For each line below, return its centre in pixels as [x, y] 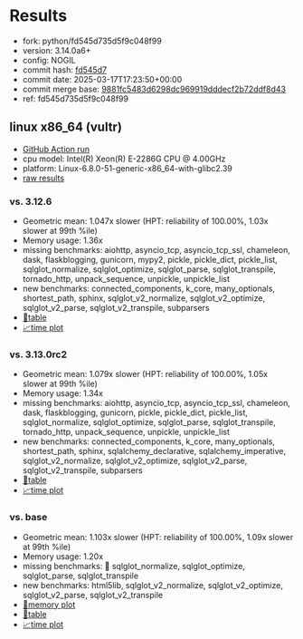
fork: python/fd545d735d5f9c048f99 [92, 41]
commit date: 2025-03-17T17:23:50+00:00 [102, 79]
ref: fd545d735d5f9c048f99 [76, 98]
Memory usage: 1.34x [63, 393]
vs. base [28, 518]
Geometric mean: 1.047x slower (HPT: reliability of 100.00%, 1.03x [145, 221]
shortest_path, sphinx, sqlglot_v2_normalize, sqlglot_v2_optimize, [143, 298]
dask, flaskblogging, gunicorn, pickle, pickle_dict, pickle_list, [135, 412]
